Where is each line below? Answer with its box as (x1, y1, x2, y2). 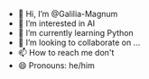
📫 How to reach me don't (17, 48, 115, 57)
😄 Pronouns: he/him (17, 60, 95, 71)
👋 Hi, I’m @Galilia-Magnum (17, 9, 118, 19)
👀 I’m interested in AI (17, 18, 96, 29)
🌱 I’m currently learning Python (17, 28, 134, 38)
